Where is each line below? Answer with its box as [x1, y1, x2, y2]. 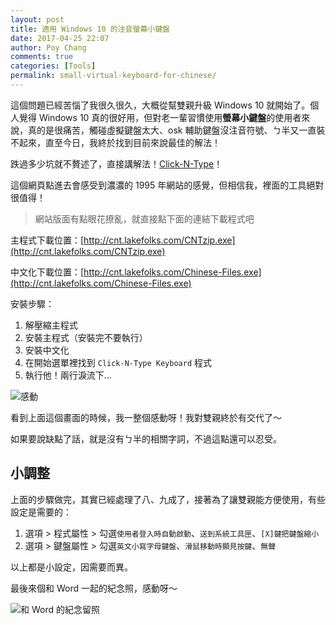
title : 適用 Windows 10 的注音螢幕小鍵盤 [10, 24, 170, 34]
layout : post [10, 14, 65, 25]
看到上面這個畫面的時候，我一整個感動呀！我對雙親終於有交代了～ [10, 411, 282, 423]
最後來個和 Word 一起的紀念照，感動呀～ [10, 582, 178, 594]
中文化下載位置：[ [10, 266, 85, 278]
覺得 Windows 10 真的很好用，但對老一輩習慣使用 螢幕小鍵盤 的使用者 [18, 111, 302, 123]
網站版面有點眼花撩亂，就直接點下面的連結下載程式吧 [34, 212, 255, 225]
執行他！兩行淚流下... [24, 369, 112, 381]
